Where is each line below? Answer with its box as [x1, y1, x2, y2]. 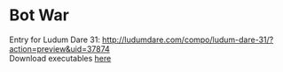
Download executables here [9, 53, 112, 63]
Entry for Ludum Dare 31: [9, 34, 100, 45]
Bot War [9, 5, 69, 25]
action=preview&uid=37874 [9, 43, 111, 54]
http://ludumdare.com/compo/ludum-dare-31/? [101, 34, 274, 45]
